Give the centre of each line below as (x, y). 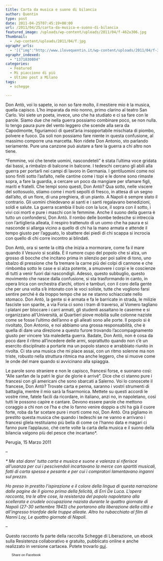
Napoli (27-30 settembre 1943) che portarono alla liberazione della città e (79, 507)
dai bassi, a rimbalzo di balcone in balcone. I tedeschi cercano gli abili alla (79, 165)
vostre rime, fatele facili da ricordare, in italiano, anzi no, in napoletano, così (81, 397)
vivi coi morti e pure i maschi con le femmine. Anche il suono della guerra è (80, 212)
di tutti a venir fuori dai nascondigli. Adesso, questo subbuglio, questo (75, 273)
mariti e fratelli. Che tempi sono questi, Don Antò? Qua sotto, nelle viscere (79, 186)
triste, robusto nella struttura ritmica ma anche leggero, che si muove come (80, 356)
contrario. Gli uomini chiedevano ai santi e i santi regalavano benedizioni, (78, 202)
